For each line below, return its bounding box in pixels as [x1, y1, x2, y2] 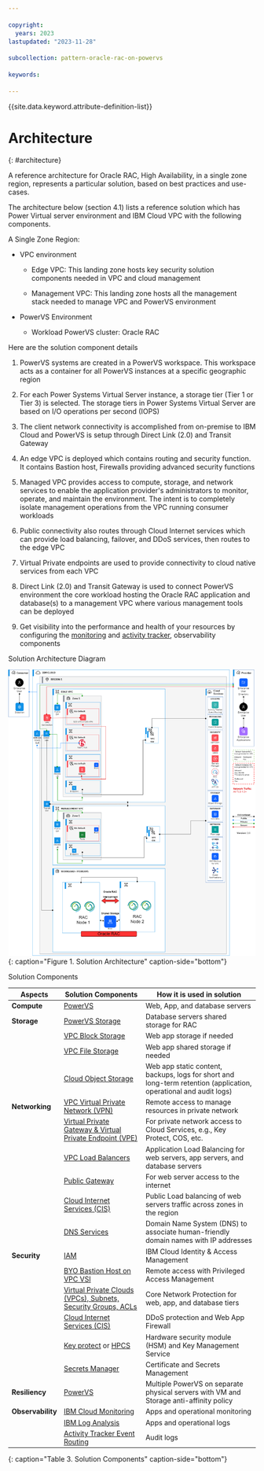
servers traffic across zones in [145, 1200, 244, 1209]
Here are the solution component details [8, 342, 138, 352]
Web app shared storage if [145, 1042, 232, 1052]
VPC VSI [64, 1274, 92, 1284]
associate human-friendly [145, 1227, 230, 1237]
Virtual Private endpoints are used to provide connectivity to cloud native [19, 558, 256, 567]
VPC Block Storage [64, 1031, 126, 1041]
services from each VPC [19, 566, 99, 576]
